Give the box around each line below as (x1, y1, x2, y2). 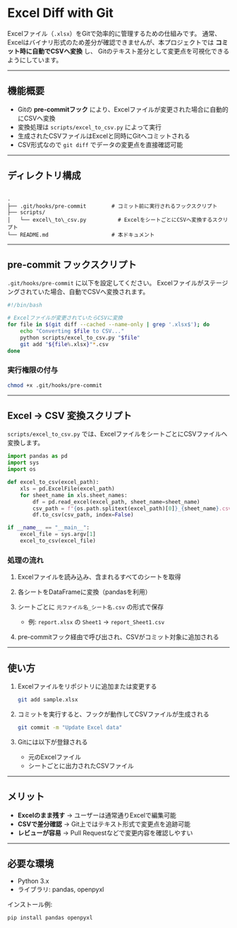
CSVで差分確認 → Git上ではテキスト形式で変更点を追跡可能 (17, 819, 191, 828)
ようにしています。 (7, 55, 63, 64)
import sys (7, 459, 39, 467)
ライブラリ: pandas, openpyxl (17, 885, 104, 894)
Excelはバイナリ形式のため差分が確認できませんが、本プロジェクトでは (7, 37, 214, 47)
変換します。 (7, 439, 44, 447)
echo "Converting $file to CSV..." (20, 328, 125, 335)
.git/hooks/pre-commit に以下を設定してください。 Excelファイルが (7, 279, 204, 287)
